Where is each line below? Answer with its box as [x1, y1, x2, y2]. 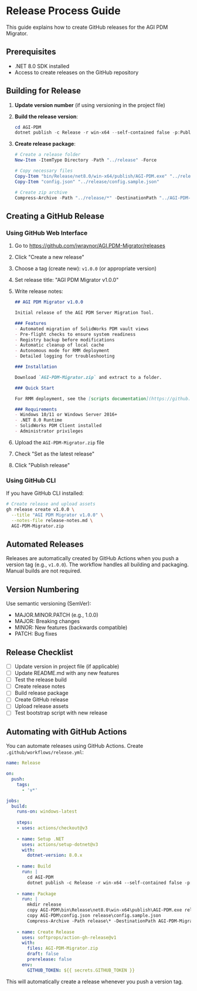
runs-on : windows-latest [16, 809, 77, 814]
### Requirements [14, 406, 57, 413]
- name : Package [16, 890, 57, 897]
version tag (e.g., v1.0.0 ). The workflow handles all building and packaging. [6, 561, 189, 568]
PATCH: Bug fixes [14, 630, 57, 637]
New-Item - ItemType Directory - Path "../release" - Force [14, 157, 157, 163]
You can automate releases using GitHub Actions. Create [6, 743, 144, 750]
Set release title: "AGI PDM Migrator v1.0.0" [14, 277, 119, 284]
